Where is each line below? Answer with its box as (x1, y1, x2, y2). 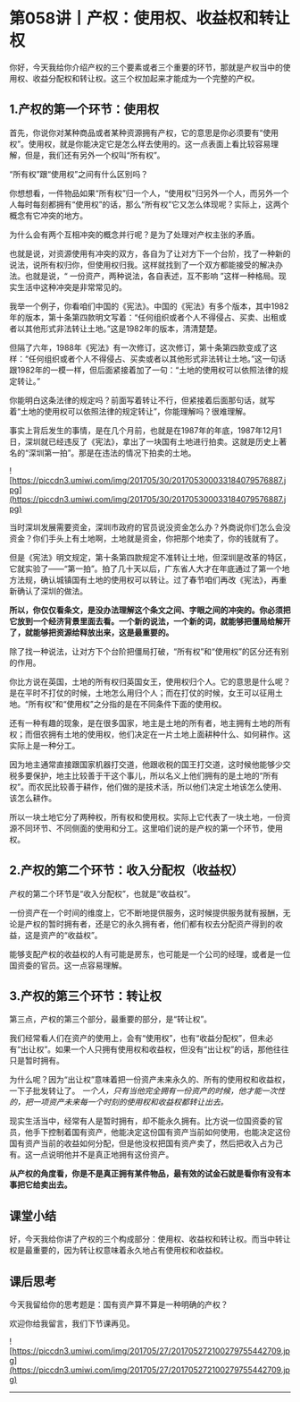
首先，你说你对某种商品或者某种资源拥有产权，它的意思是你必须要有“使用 (9, 127, 279, 138)
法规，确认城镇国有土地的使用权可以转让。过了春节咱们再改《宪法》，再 (16, 574, 279, 585)
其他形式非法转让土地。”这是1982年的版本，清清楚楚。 (24, 323, 222, 334)
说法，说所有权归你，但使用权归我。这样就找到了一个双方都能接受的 (9, 259, 260, 269)
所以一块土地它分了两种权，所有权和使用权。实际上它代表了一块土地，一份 (9, 811, 283, 822)
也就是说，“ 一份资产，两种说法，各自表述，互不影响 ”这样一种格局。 (24, 270, 279, 281)
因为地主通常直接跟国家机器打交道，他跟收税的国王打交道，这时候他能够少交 (9, 758, 291, 770)
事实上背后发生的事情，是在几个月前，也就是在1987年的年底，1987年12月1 (9, 424, 282, 435)
